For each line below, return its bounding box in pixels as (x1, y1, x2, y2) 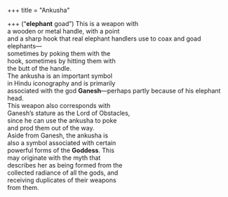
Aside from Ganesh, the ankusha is (7, 131, 109, 140)
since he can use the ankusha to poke (7, 116, 117, 125)
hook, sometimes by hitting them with (7, 57, 116, 65)
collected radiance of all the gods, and (7, 168, 119, 177)
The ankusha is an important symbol (7, 72, 113, 80)
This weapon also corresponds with (7, 102, 111, 109)
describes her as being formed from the (7, 161, 123, 169)
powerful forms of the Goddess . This (7, 147, 114, 154)
